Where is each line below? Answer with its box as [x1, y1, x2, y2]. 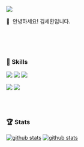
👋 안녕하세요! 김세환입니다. [6, 18, 71, 25]
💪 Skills [6, 57, 28, 66]
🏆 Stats [6, 118, 31, 127]
